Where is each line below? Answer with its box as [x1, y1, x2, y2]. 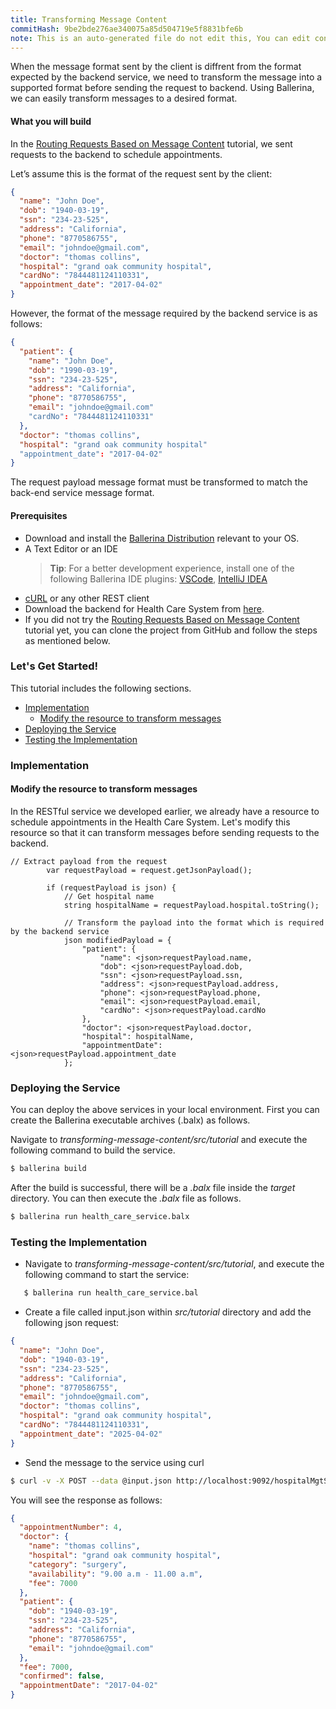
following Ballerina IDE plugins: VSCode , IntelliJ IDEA [49, 572, 268, 585]
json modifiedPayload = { [63, 935, 172, 945]
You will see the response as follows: [10, 1494, 163, 1506]
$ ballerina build [10, 1164, 87, 1174]
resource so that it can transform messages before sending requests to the [10, 826, 320, 838]
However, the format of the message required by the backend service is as [10, 307, 318, 320]
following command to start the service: [24, 1269, 190, 1281]
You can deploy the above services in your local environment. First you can [10, 1104, 320, 1116]
